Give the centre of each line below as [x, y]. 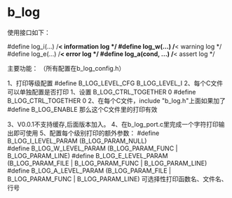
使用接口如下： [29, 32]
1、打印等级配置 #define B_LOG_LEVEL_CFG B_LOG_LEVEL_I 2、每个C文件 [115, 83]
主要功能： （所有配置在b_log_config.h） [66, 68]
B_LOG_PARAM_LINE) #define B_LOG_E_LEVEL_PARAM [88, 155]
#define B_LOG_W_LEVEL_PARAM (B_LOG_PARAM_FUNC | [93, 148]
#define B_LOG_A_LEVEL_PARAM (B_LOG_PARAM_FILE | [89, 170]
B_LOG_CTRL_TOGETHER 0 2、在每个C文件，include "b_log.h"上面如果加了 [116, 100]
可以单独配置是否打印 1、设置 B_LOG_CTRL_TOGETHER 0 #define [102, 92]
